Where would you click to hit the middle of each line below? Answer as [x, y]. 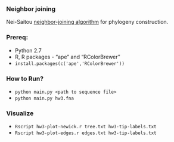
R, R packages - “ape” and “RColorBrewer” [67, 57]
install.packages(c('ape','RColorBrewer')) [70, 64]
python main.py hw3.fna [44, 98]
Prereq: [17, 38]
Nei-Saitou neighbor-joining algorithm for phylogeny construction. [87, 22]
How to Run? [25, 78]
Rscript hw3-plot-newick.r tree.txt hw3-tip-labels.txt [86, 127]
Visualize [20, 113]
